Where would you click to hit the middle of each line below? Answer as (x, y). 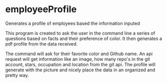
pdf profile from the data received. (42, 44)
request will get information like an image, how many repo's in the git (78, 59)
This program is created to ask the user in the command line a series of (80, 33)
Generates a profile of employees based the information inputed (73, 23)
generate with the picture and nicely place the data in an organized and (80, 70)
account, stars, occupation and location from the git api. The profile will (80, 64)
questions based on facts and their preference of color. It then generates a (84, 38)
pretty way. (17, 75)
